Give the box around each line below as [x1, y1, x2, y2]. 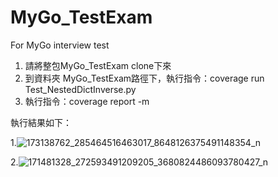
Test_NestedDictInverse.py [24, 83, 137, 95]
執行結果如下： [10, 116, 72, 128]
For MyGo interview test [10, 39, 110, 51]
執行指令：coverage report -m [24, 95, 150, 107]
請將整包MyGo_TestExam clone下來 [24, 59, 172, 71]
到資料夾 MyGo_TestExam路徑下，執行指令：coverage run [24, 72, 265, 84]
